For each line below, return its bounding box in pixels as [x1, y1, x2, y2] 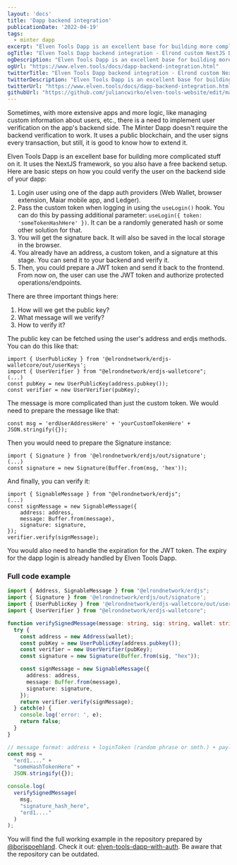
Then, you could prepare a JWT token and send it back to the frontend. [17, 263, 225, 272]
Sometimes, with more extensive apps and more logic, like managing [7, 109, 207, 117]
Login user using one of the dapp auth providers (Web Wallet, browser [17, 189, 222, 197]
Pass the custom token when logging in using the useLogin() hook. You [17, 203, 225, 212]
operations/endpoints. [17, 278, 83, 287]
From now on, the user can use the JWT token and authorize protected [17, 271, 224, 280]
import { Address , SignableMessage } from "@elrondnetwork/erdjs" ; [7, 587, 210, 595]
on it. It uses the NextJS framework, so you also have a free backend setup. [7, 160, 228, 168]
